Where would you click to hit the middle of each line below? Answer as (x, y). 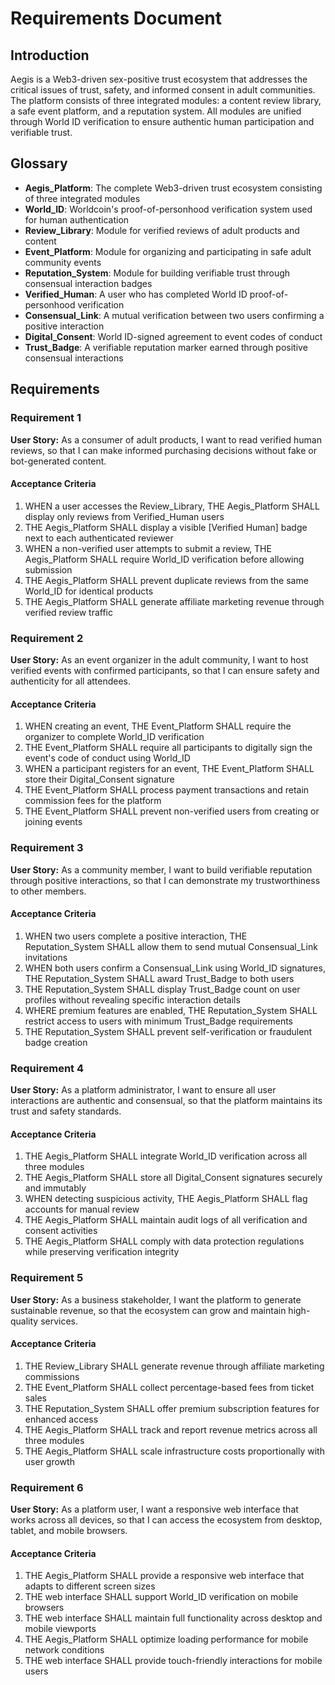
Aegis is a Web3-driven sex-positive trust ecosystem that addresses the (159, 79)
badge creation (56, 1042)
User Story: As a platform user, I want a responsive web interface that (154, 1509)
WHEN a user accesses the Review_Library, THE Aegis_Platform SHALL (172, 506)
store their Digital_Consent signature (99, 779)
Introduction (50, 55)
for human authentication (77, 219)
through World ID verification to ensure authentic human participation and (162, 121)
